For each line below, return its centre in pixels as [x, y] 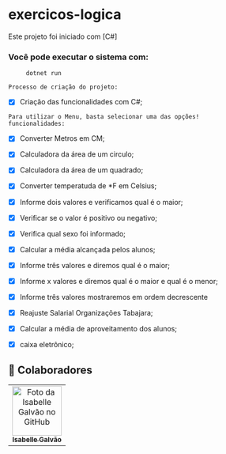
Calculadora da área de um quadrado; [81, 170]
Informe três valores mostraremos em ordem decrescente [113, 297]
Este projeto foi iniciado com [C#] [63, 36]
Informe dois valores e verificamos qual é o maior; [101, 202]
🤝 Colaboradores [51, 370]
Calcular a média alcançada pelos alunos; [87, 249]
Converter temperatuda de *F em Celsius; [88, 186]
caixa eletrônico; [47, 345]
